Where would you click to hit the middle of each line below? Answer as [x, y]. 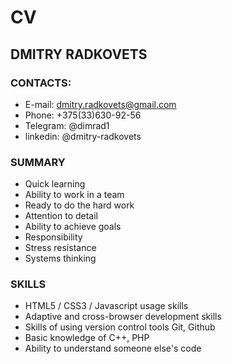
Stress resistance [60, 248]
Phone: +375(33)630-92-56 [83, 115]
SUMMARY [38, 162]
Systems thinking [60, 258]
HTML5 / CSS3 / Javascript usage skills [106, 306]
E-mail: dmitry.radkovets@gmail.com [100, 104]
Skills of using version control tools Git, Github [120, 327]
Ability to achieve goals [73, 227]
